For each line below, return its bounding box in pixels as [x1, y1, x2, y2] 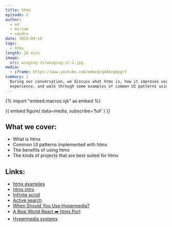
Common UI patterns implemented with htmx [12, 141, 107, 148]
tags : [5, 41, 17, 46]
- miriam [10, 27, 29, 32]
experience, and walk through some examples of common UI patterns [10, 84, 157, 89]
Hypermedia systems [12, 216, 58, 222]
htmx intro [12, 187, 35, 193]
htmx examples [12, 181, 45, 187]
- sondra [10, 31, 29, 36]
